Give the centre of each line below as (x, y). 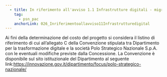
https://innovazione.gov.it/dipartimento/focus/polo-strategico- (77, 64)
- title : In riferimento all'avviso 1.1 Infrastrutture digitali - (81, 10)
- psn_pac (28, 19)
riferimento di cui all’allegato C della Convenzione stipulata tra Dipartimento (82, 43)
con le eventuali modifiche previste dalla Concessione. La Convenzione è (80, 54)
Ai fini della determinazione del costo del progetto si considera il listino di (80, 38)
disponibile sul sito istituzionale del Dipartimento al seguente (67, 59)
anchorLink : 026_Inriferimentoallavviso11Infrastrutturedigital (82, 24)
